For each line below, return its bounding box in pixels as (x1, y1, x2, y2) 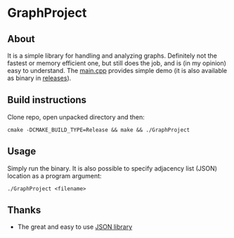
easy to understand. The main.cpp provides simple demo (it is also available (7, 67, 228, 74)
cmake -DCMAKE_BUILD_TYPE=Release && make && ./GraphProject (7, 126, 190, 133)
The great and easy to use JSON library (17, 223, 133, 231)
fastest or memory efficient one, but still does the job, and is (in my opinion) (7, 59, 227, 67)
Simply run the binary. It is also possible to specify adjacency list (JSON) (7, 164, 218, 173)
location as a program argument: (7, 171, 102, 180)
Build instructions (7, 94, 86, 106)
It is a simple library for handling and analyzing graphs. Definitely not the (7, 51, 218, 60)
